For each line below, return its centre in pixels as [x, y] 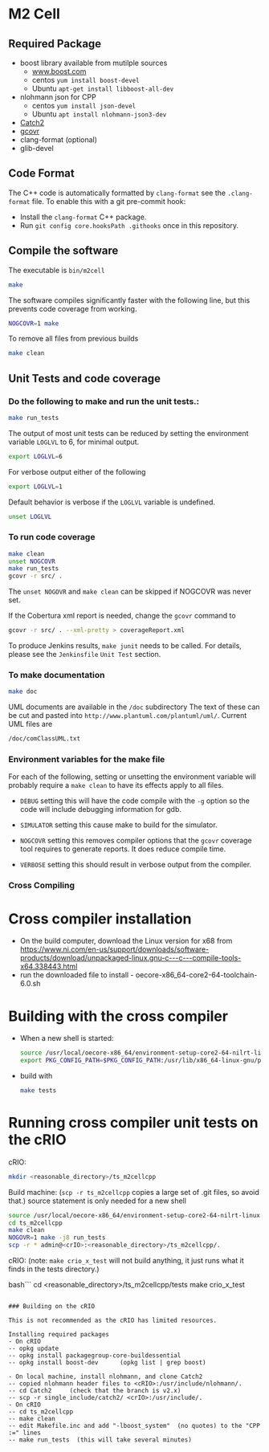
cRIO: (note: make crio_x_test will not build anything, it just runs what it [126, 1261]
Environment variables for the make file [87, 760]
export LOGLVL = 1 [35, 487]
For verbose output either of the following [77, 471]
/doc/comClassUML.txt [45, 739]
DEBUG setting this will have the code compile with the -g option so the [135, 801]
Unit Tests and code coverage [84, 378]
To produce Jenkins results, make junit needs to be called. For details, [125, 646]
